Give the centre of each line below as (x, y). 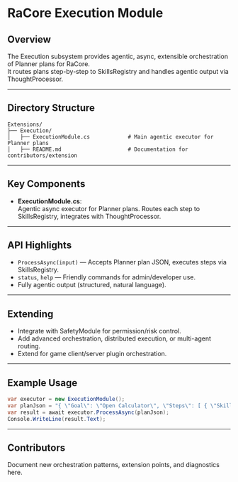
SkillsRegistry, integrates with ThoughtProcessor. (89, 216)
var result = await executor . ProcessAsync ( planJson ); (89, 412)
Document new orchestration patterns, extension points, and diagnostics (113, 465)
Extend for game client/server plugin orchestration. (92, 354)
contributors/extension (42, 155)
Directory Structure (51, 108)
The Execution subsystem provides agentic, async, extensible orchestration (118, 56)
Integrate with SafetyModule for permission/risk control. (100, 331)
